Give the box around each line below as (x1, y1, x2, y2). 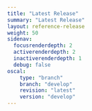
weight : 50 (7, 29, 39, 37)
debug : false (13, 61, 51, 68)
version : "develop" (19, 94, 76, 101)
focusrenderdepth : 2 (13, 42, 73, 49)
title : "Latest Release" (7, 10, 79, 17)
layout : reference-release (7, 23, 85, 30)
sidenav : (7, 36, 33, 43)
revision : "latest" (19, 87, 76, 94)
